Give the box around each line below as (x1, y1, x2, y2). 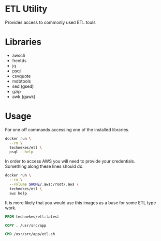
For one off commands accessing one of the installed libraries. (5, 127, 130, 132)
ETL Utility (5, 3, 47, 15)
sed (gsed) (12, 83, 34, 89)
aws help (9, 191, 27, 196)
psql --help (9, 149, 34, 155)
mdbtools (12, 78, 31, 84)
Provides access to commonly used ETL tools (5, 19, 96, 25)
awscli (12, 52, 25, 58)
